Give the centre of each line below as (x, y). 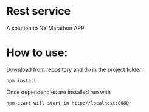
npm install (21, 80)
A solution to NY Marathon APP (46, 28)
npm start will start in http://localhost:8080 (68, 103)
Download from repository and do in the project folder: (74, 69)
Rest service (39, 11)
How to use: (37, 53)
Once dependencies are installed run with (59, 92)
